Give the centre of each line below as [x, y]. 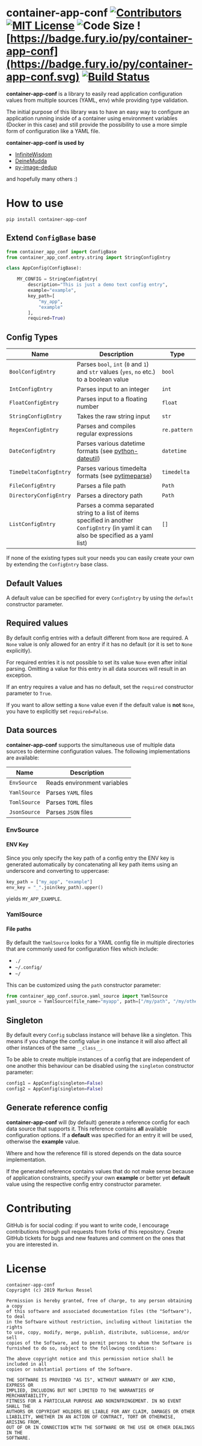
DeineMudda [31, 160]
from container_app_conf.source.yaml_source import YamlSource [87, 996]
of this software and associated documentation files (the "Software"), [99, 1311]
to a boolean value [103, 379]
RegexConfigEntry [34, 430]
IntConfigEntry [31, 389]
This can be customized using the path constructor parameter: [84, 985]
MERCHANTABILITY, [28, 1396]
